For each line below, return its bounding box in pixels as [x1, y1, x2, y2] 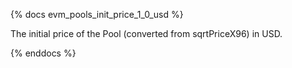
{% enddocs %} [10, 47, 77, 59]
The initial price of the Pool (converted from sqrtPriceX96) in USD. [10, 28, 283, 39]
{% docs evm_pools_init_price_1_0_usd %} [10, 9, 184, 20]
